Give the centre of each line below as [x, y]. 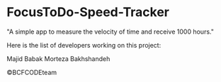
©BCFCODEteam [32, 72]
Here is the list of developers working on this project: [84, 45]
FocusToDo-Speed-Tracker [88, 12]
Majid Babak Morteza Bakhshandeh [58, 59]
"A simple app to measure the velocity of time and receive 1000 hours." [110, 32]
